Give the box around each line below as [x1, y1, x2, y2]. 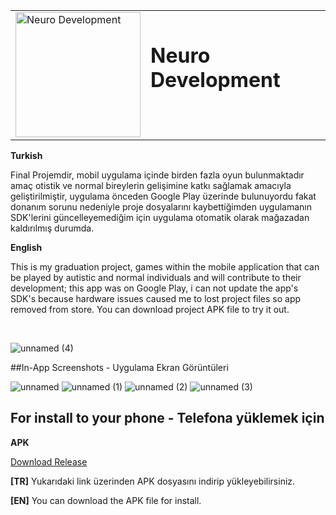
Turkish [10, 150, 43, 161]
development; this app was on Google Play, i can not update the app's [10, 282, 299, 294]
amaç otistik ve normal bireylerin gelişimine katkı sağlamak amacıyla [10, 180, 292, 191]
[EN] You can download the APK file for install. [10, 494, 202, 506]
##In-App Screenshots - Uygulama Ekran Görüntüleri [10, 362, 229, 373]
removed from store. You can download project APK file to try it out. [10, 304, 290, 315]
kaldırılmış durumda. [10, 222, 95, 234]
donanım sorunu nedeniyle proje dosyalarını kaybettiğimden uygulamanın [10, 201, 312, 213]
